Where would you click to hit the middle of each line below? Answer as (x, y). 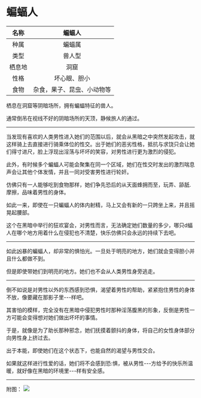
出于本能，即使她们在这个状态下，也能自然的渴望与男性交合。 (82, 350)
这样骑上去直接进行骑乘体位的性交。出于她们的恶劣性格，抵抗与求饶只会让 (98, 144)
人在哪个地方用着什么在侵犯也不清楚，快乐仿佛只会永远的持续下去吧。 (93, 232)
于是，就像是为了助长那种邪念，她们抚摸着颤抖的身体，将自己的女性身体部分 (100, 330)
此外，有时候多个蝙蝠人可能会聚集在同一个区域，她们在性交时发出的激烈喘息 (100, 164)
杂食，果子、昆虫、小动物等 (72, 89)
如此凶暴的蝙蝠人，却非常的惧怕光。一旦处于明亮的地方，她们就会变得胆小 (98, 251)
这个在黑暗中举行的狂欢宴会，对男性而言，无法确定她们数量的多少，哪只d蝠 (100, 225)
